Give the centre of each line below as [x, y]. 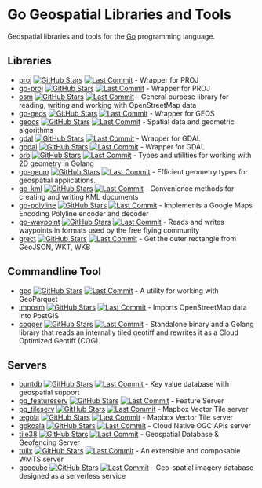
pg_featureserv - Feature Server [121, 401]
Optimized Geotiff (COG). [60, 340]
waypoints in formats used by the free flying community [109, 230]
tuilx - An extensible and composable [129, 451]
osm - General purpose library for [124, 97]
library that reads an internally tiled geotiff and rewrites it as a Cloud [128, 332]
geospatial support [49, 393]
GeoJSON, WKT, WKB [55, 247]
